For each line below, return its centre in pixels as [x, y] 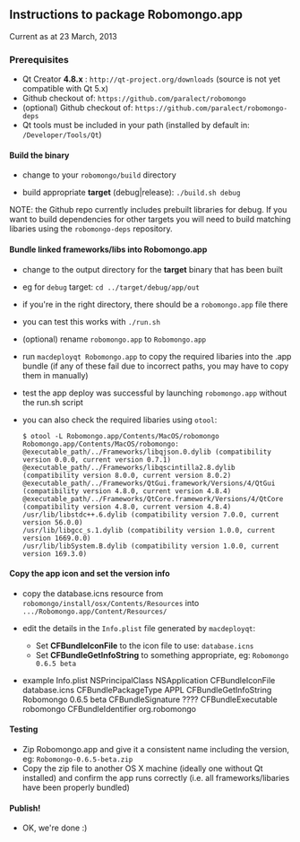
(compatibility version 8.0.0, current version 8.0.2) [127, 475]
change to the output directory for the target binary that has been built [153, 269]
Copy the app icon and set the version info [90, 574]
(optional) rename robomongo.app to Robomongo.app [114, 339]
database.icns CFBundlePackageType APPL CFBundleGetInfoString [147, 690]
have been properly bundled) [76, 787]
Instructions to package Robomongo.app [126, 15]
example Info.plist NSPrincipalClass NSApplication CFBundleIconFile [149, 680]
